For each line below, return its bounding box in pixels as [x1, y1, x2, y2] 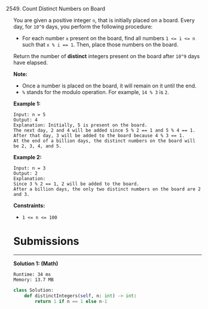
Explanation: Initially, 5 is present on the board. [13, 122, 148, 128]
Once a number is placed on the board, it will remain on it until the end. [22, 82, 197, 89]
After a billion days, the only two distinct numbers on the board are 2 [13, 186, 201, 192]
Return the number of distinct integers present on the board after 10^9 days [13, 53, 200, 59]
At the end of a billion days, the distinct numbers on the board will [13, 138, 195, 144]
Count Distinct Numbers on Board [22, 5, 106, 12]
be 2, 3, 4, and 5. [13, 143, 62, 149]
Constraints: [13, 202, 45, 209]
